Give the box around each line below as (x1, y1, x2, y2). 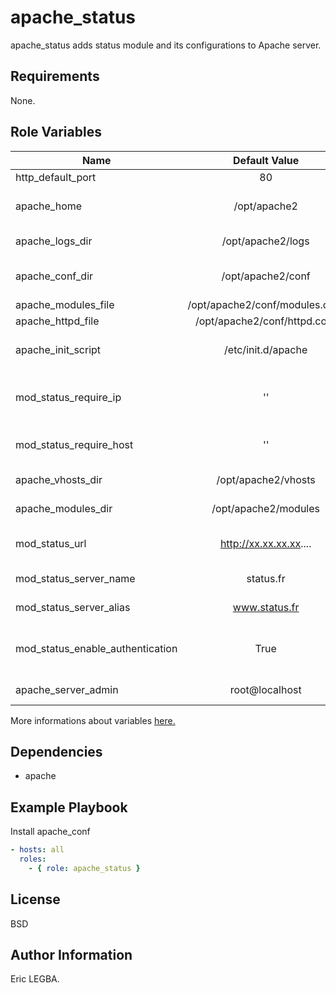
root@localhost (229, 682, 302, 696)
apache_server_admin (15, 682, 119, 696)
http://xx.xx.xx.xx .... (219, 536, 312, 550)
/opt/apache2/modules (211, 501, 320, 515)
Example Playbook (10, 799, 128, 816)
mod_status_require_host (15, 437, 134, 451)
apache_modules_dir (15, 501, 113, 515)
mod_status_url (15, 536, 87, 550)
